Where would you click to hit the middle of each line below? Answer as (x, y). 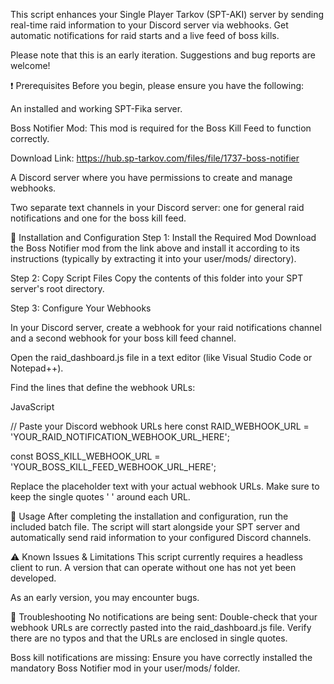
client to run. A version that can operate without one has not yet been (153, 567)
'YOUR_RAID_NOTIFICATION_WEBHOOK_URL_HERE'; (120, 437)
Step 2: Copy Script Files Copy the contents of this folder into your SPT (157, 278)
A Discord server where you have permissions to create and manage (151, 177)
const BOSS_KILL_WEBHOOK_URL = (85, 456)
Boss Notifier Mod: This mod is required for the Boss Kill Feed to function (161, 128)
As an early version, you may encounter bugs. (105, 597)
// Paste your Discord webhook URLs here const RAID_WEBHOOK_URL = (160, 426)
